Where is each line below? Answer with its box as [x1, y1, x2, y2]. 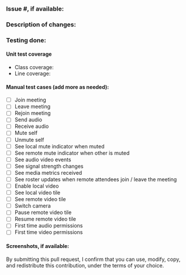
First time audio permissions [14, 222, 83, 229]
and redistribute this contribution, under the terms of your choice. [6, 262, 164, 269]
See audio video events [14, 156, 71, 163]
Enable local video [14, 182, 59, 189]
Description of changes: [6, 20, 76, 28]
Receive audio [14, 123, 49, 130]
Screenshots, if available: [6, 243, 70, 250]
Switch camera [14, 202, 51, 209]
